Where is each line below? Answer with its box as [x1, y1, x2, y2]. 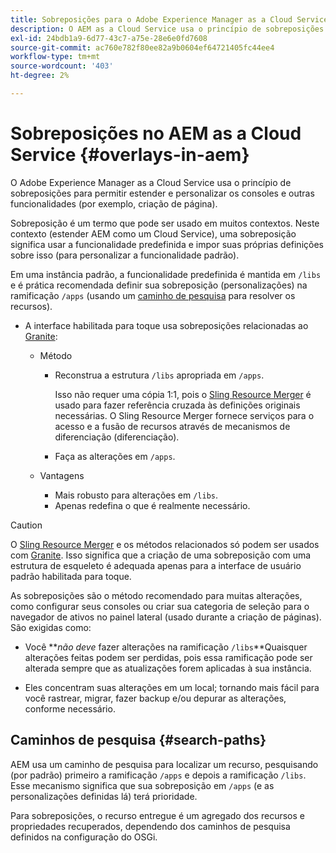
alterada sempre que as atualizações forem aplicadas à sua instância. [24, 662, 312, 674]
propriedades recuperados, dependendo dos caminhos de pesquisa [10, 820, 291, 832]
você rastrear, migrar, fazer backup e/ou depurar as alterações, [24, 692, 287, 704]
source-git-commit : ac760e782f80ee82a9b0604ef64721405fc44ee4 [10, 42, 275, 53]
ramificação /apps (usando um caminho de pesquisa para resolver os [10, 289, 296, 301]
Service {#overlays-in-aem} [10, 144, 250, 166]
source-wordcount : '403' [10, 61, 114, 71]
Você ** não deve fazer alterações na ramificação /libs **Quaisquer [24, 641, 308, 653]
